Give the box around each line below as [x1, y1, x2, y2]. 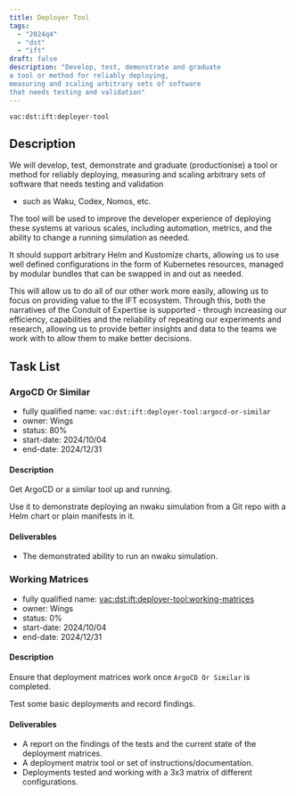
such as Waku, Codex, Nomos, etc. [21, 196, 152, 207]
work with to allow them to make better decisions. [9, 333, 193, 344]
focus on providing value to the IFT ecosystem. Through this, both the [9, 295, 266, 306]
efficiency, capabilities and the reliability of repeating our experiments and [9, 314, 283, 325]
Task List [9, 358, 61, 374]
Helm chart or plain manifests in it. [9, 511, 136, 521]
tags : [9, 21, 29, 30]
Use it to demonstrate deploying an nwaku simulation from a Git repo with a [9, 501, 287, 513]
